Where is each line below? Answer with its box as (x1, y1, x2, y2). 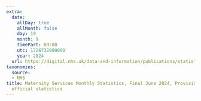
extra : (6, 8, 23, 15)
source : (11, 70, 31, 75)
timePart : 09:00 (17, 42, 58, 48)
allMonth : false (17, 25, 58, 31)
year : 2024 (17, 53, 44, 59)
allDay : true (17, 20, 50, 26)
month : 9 (17, 36, 39, 42)
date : (11, 14, 26, 20)
